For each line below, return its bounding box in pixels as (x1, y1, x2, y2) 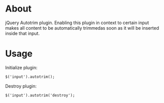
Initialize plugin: (5, 64, 38, 70)
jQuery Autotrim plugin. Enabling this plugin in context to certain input (5, 20, 149, 26)
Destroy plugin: (5, 83, 37, 89)
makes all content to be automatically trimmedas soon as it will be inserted (5, 25, 159, 31)
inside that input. (5, 30, 40, 36)
